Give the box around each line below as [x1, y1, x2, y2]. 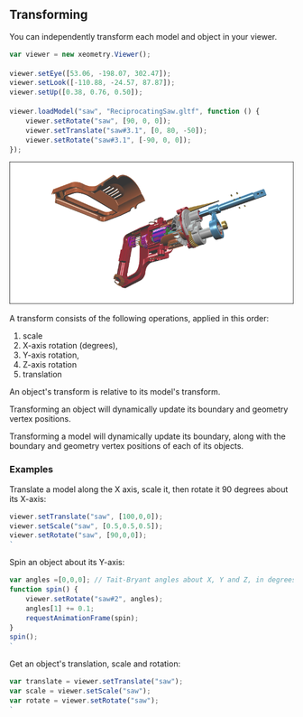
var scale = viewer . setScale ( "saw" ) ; [9, 686, 151, 696]
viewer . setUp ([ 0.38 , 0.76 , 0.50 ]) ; [9, 88, 143, 98]
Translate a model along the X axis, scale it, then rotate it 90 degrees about [9, 483, 289, 495]
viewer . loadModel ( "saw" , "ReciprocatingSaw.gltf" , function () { [9, 107, 260, 116]
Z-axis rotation [22, 359, 78, 370]
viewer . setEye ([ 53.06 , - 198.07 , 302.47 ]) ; [9, 69, 171, 78]
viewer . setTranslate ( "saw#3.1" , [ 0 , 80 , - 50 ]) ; [25, 126, 207, 135]
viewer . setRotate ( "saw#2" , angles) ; [25, 594, 164, 603]
